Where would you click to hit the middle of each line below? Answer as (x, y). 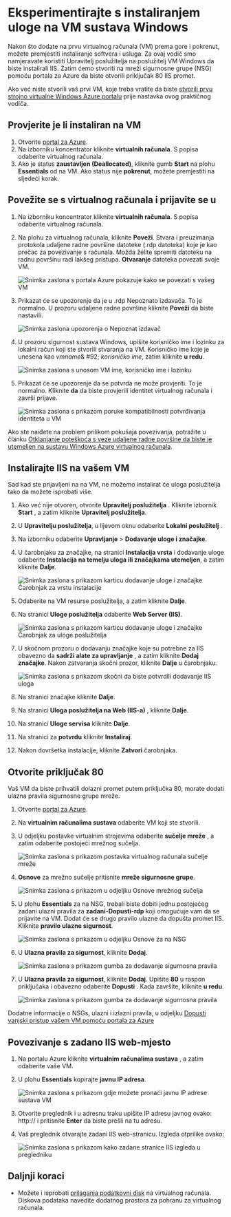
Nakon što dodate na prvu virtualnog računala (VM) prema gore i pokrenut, (114, 46)
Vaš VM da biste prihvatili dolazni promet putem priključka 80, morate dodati (116, 789)
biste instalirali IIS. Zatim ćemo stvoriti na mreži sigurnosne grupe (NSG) (110, 68)
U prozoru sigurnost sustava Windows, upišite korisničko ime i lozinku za (121, 341)
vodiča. (18, 103)
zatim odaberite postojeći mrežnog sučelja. (79, 843)
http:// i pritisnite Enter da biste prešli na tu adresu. (90, 1121)
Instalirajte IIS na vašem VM (69, 468)
